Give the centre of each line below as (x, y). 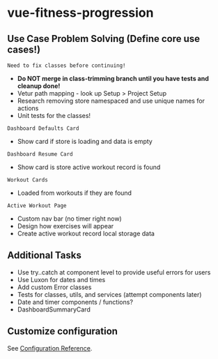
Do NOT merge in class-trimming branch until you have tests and (113, 79)
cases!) (24, 49)
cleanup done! (39, 86)
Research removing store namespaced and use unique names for (111, 101)
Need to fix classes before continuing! (67, 66)
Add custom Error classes (54, 287)
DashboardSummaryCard (54, 309)
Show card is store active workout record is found (89, 167)
